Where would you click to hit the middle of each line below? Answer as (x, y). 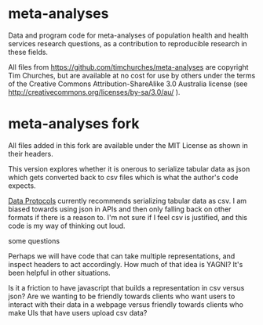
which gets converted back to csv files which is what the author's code (123, 177)
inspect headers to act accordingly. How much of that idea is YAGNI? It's (126, 264)
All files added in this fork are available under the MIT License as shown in (128, 145)
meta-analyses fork (74, 124)
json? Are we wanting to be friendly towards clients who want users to (122, 296)
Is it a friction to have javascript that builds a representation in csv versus (126, 287)
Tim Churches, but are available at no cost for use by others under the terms (132, 75)
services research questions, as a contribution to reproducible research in (128, 43)
